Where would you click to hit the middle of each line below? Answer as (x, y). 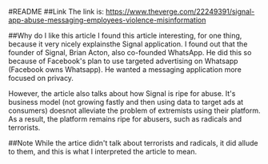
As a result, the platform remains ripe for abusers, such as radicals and (125, 119)
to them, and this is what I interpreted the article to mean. (103, 152)
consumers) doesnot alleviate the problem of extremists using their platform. (135, 110)
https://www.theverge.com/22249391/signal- (180, 12)
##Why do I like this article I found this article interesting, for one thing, (125, 36)
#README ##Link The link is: (56, 12)
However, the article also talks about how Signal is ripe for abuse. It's (122, 94)
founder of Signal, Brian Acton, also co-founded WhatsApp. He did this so (130, 52)
